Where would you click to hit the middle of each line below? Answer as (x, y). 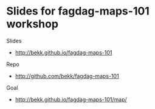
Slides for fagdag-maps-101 (78, 11)
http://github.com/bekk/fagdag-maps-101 (67, 76)
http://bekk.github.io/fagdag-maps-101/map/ (71, 99)
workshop (33, 24)
